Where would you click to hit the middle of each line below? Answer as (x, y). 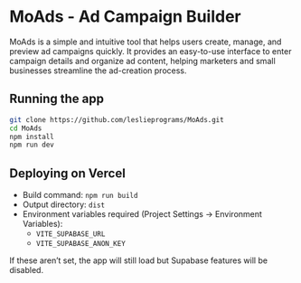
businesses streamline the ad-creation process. (98, 71)
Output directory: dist (64, 204)
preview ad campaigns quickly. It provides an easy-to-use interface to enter (150, 51)
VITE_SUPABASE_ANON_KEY (81, 244)
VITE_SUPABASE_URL (71, 234)
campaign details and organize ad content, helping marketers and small (142, 61)
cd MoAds (26, 128)
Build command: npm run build (80, 195)
